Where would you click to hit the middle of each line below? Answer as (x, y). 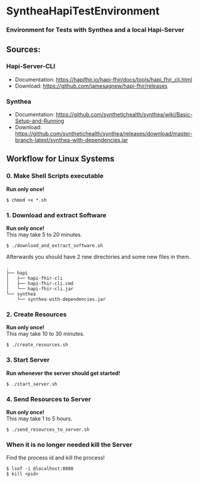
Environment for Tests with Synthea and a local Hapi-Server (95, 30)
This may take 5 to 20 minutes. (44, 235)
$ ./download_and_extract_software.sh (55, 246)
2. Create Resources (37, 314)
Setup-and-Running (40, 121)
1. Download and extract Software (56, 215)
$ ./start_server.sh (32, 384)
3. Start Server (28, 360)
